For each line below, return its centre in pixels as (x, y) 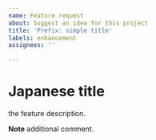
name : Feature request (46, 16)
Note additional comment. (51, 129)
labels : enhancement (43, 38)
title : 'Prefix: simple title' (60, 30)
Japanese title (57, 91)
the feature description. (47, 114)
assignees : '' (32, 45)
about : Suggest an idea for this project (78, 23)
